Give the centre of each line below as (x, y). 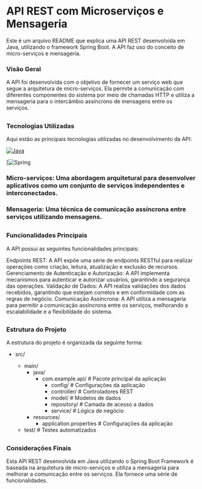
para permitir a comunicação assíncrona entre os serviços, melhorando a (97, 305)
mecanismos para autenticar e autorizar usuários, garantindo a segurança (98, 279)
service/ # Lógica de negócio (87, 411)
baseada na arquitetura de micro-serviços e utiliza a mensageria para (93, 468)
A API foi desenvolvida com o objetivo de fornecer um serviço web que (95, 82)
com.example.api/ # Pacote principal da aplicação (104, 379)
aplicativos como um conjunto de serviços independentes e (96, 185)
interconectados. (32, 193)
